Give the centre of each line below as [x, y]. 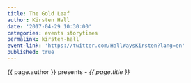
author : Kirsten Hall [39, 20]
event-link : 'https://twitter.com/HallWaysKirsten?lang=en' [97, 46]
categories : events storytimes [53, 33]
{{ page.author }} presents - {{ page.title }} [69, 72]
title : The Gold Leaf [39, 13]
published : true [31, 53]
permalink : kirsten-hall [43, 39]
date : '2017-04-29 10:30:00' [49, 26]
